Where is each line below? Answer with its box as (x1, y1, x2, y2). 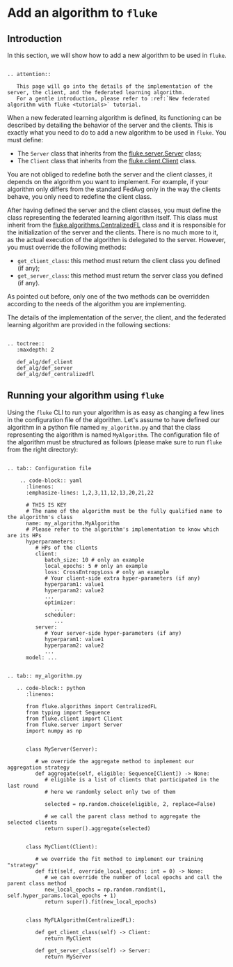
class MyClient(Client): (25, 843, 98, 850)
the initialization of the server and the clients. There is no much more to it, (7, 228, 219, 237)
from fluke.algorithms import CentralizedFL (25, 703, 157, 710)
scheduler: (44, 611, 77, 618)
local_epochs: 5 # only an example (44, 562, 148, 569)
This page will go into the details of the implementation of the (16, 83, 214, 90)
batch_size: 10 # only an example (44, 556, 145, 563)
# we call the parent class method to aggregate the (44, 813, 200, 820)
